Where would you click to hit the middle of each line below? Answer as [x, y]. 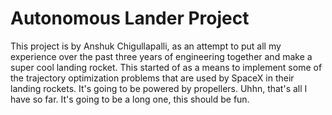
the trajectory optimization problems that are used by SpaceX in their [152, 78]
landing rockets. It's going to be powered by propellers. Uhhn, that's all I [159, 88]
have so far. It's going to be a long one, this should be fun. [130, 99]
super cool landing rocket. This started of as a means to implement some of [166, 67]
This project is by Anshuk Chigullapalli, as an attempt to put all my [146, 46]
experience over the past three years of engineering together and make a [161, 56]
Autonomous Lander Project [130, 18]
